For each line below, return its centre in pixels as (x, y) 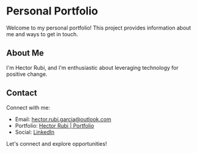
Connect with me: (28, 107)
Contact (22, 93)
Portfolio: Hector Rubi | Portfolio (55, 125)
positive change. (27, 74)
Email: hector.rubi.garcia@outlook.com (63, 119)
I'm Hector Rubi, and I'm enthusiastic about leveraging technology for (92, 67)
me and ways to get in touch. (42, 34)
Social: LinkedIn (35, 132)
